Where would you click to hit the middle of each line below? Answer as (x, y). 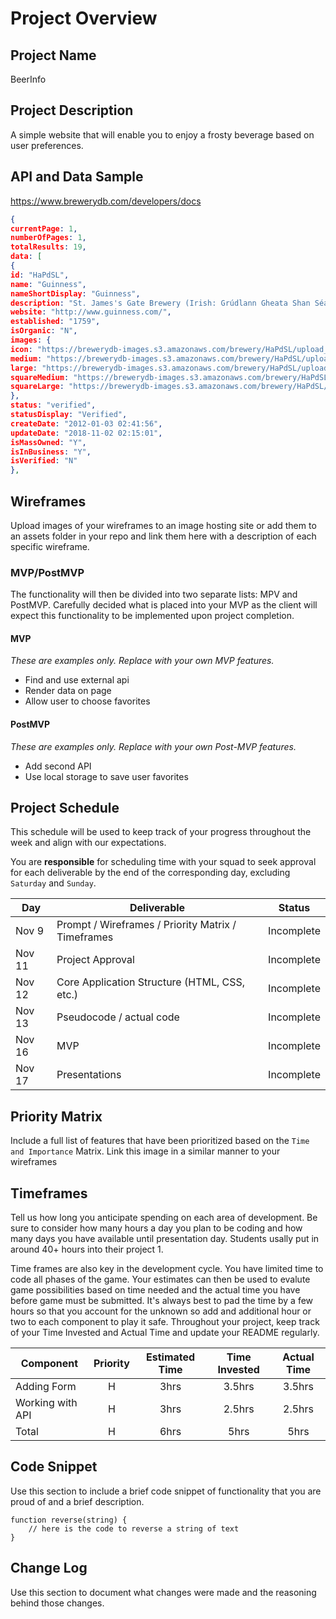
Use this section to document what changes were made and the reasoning (163, 1592)
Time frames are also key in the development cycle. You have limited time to (167, 1269)
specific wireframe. (50, 546)
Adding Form (46, 1387)
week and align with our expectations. (88, 843)
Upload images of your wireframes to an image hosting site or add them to (163, 525)
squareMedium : (40, 377)
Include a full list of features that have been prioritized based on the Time (160, 1141)
